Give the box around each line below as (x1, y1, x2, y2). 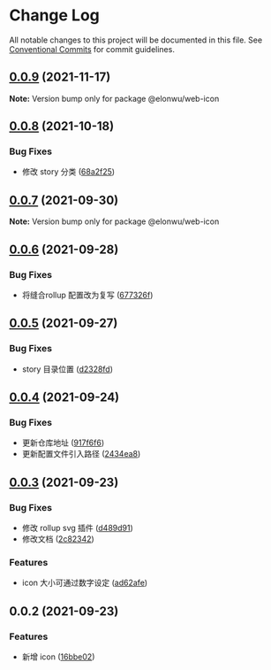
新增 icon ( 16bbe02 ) (21, 651, 95, 662)
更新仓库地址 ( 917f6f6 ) (21, 437, 104, 448)
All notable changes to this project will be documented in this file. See (9, 35, 263, 45)
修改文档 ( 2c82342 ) (21, 534, 94, 544)
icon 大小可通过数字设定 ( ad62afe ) (21, 577, 148, 589)
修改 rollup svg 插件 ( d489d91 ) (21, 523, 134, 533)
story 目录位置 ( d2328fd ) (21, 364, 113, 374)
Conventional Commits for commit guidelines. (9, 43, 175, 54)
